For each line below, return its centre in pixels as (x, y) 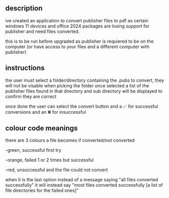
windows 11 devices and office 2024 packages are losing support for (77, 26)
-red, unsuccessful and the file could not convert (57, 170)
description (24, 8)
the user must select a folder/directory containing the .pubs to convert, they (85, 80)
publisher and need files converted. (43, 31)
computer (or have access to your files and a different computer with (77, 46)
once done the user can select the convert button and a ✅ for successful (82, 106)
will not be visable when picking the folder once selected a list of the (77, 85)
